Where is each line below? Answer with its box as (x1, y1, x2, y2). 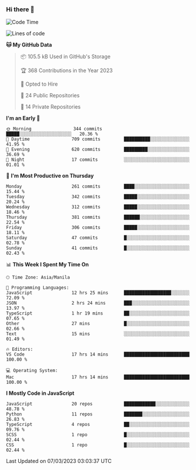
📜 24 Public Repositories (20, 92, 80, 99)
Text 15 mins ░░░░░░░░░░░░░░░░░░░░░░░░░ (6, 331, 190, 337)
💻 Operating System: (6, 368, 59, 374)
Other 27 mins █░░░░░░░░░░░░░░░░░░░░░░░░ (6, 321, 190, 327)
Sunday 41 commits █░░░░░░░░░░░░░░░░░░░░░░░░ (6, 245, 190, 251)
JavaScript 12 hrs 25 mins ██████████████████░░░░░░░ (6, 290, 190, 296)
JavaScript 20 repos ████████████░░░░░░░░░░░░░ (6, 401, 190, 407)
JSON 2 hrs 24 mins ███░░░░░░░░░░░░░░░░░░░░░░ (6, 300, 190, 306)
